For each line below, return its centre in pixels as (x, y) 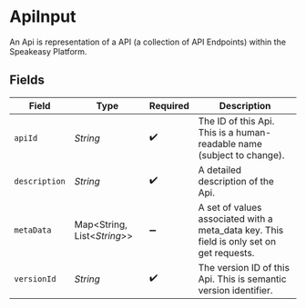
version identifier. (235, 290)
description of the (236, 181)
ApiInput (43, 17)
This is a (216, 132)
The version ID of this (244, 267)
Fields (27, 80)
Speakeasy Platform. (48, 51)
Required (169, 105)
